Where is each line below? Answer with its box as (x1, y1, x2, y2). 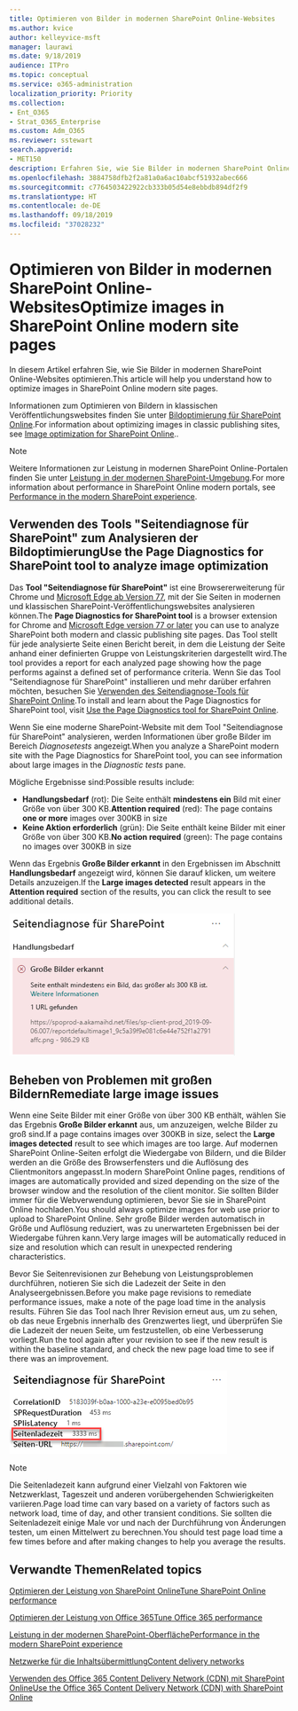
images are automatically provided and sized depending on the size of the (9, 1176, 280, 1187)
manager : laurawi (9, 43, 74, 51)
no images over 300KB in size (21, 841, 131, 852)
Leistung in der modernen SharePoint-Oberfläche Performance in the (9, 1629, 260, 1640)
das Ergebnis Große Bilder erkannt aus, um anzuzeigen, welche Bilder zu (9, 1119, 278, 1130)
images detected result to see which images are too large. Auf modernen (9, 1138, 278, 1149)
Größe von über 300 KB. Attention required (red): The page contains (21, 803, 273, 813)
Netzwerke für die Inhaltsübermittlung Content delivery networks (9, 1656, 245, 1667)
